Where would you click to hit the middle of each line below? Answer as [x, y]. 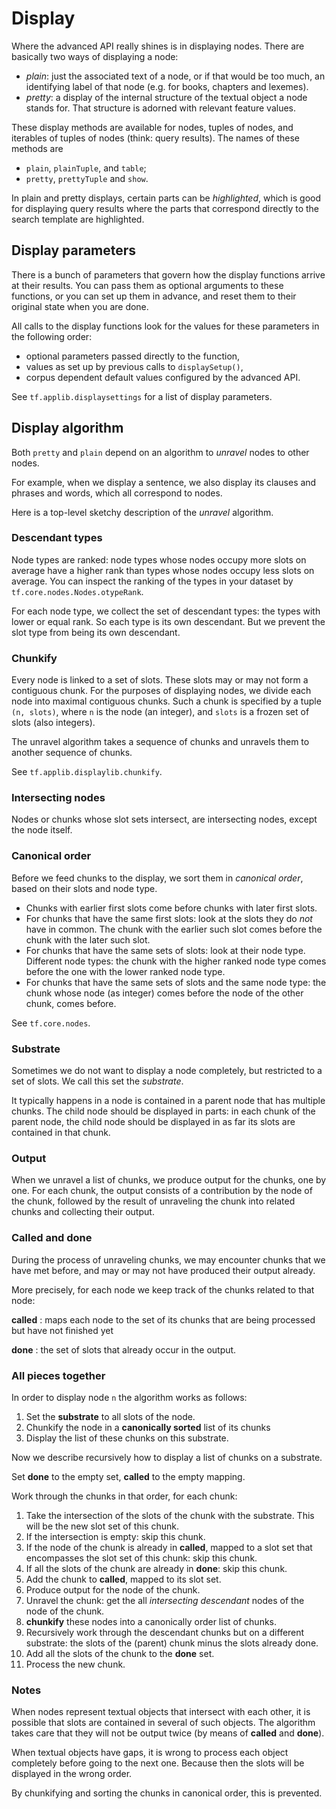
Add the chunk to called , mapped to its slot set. [123, 1579]
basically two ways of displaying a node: [95, 56]
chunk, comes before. [71, 1003]
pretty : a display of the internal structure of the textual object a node [166, 97]
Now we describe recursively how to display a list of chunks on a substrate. [167, 1457]
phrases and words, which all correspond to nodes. [117, 493]
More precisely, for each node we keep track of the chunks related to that [163, 1289]
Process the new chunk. [75, 1664]
